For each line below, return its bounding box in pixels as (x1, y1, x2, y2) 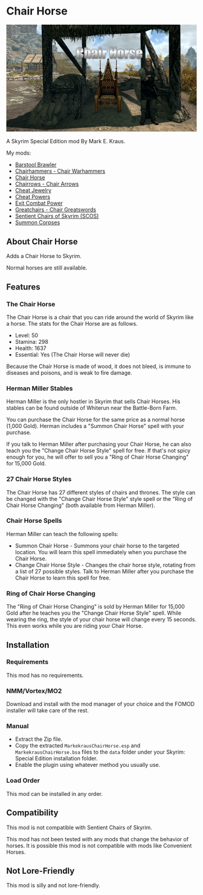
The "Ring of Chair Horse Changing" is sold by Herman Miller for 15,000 (6, 603, 185, 610)
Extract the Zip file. (14, 735, 63, 743)
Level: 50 (14, 331, 38, 339)
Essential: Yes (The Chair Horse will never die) (14, 351, 130, 358)
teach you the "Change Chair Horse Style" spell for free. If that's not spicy (6, 447, 191, 454)
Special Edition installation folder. (14, 755, 98, 762)
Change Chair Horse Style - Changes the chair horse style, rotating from (14, 561, 196, 569)
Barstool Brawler (14, 161, 57, 169)
